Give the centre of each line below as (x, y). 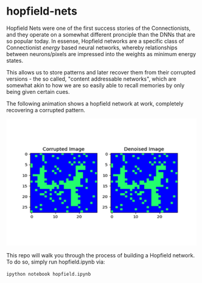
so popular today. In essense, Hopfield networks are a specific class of (95, 41)
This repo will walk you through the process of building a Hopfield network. (101, 256)
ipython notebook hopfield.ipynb (49, 274)
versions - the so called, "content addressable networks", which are (91, 79)
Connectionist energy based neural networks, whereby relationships (92, 48)
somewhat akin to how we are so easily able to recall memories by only (96, 85)
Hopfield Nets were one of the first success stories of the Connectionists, (99, 28)
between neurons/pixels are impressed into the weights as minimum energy (101, 54)
